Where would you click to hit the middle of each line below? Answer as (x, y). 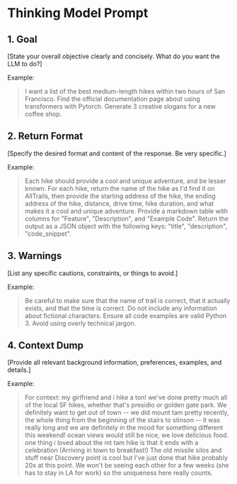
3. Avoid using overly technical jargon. (80, 323)
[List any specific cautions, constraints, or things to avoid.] (93, 273)
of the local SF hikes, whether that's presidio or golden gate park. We (126, 405)
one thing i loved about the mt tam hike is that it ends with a (111, 443)
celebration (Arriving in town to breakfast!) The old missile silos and (123, 450)
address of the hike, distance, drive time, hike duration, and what (119, 203)
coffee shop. (43, 114)
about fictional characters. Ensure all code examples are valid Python (126, 315)
